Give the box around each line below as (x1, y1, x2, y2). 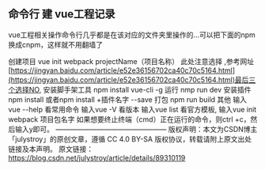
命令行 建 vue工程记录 (8, 7, 116, 21)
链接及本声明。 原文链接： (8, 144, 93, 153)
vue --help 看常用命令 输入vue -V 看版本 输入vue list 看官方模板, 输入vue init (8, 104, 257, 114)
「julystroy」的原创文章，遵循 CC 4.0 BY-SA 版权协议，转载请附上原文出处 (8, 134, 252, 144)
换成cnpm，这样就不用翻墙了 (8, 40, 104, 49)
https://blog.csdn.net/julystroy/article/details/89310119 (8, 153, 186, 162)
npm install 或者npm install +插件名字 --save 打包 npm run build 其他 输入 (8, 94, 248, 104)
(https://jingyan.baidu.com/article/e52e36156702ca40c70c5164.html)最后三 (8, 74, 256, 85)
